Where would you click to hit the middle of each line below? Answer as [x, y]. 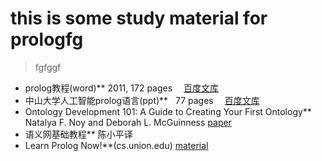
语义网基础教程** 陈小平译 [78, 134]
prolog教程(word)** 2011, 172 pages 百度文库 [122, 88]
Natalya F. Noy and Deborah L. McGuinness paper [128, 122]
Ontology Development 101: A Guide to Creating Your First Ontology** [168, 111]
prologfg [47, 39]
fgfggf [48, 67]
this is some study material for [139, 18]
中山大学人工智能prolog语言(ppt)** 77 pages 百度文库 [142, 100]
